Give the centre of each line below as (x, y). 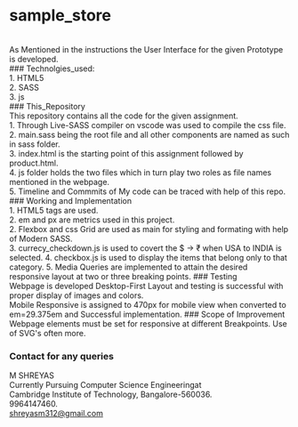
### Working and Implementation (71, 200)
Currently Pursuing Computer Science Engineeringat (105, 385)
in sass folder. (35, 144)
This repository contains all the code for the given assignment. (124, 116)
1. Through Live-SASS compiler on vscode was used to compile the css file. (148, 125)
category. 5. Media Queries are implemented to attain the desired (129, 267)
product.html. (34, 163)
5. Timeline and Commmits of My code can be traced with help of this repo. (148, 191)
